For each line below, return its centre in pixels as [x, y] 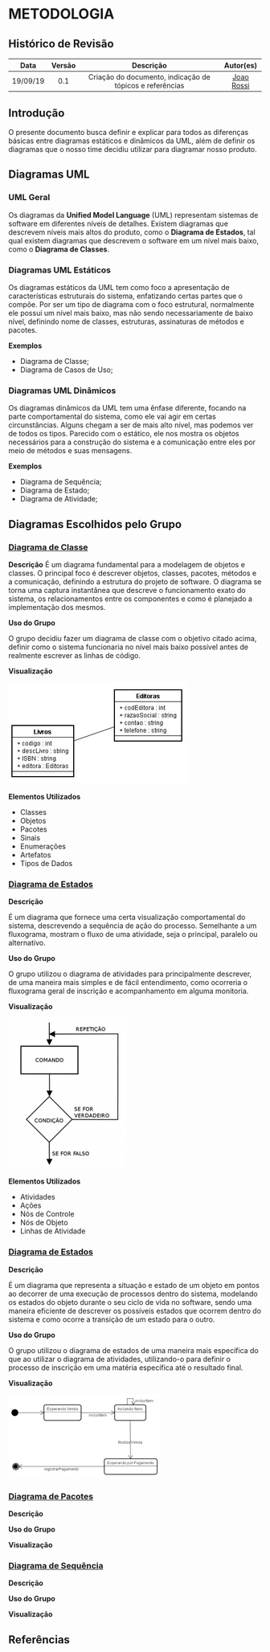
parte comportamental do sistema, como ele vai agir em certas [112, 417]
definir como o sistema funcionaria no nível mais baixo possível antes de [129, 647]
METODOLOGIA [61, 14]
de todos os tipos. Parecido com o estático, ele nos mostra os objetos [124, 434]
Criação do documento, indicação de [149, 76]
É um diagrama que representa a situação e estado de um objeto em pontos [134, 1285]
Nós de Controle [47, 1214]
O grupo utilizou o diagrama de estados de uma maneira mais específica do [133, 1350]
